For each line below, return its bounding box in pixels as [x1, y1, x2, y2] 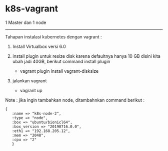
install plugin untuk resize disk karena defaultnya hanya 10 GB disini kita [12, 53, 161, 59]
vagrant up [19, 87, 42, 93]
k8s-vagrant [5, 3, 58, 14]
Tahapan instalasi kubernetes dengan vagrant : [5, 33, 102, 40]
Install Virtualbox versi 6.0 [12, 43, 66, 49]
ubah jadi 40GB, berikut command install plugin [12, 58, 110, 64]
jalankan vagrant [12, 78, 47, 84]
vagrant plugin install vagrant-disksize [19, 68, 99, 74]
